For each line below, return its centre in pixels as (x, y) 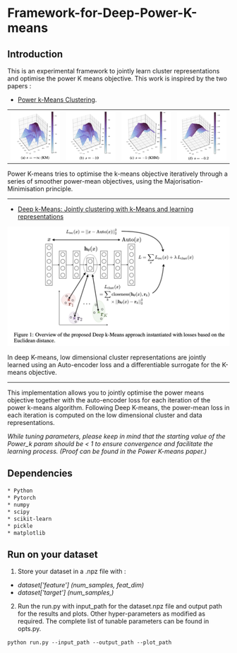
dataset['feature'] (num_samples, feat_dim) (81, 585)
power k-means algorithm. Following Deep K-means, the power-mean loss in (119, 407)
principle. (59, 189)
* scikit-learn (30, 519)
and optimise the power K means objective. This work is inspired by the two (117, 78)
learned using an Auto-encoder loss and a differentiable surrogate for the (114, 364)
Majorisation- (184, 181)
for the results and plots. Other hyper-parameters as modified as (111, 614)
